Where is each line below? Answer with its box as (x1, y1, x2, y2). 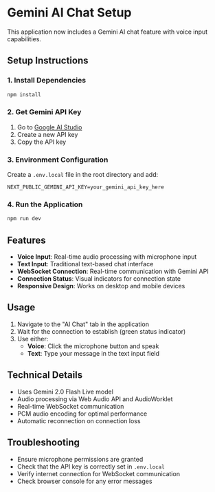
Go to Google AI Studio (16, 122, 82, 131)
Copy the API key (16, 138, 67, 146)
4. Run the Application (7, 200, 83, 209)
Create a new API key (16, 130, 78, 138)
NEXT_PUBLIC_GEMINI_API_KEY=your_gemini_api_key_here (7, 184, 165, 191)
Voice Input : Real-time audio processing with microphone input (16, 253, 197, 261)
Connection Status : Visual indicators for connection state (16, 275, 181, 283)
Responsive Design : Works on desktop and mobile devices (16, 282, 185, 290)
